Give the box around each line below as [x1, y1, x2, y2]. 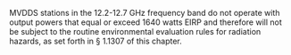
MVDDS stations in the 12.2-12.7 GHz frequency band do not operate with [9, 8, 280, 18]
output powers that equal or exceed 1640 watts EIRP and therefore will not [9, 17, 283, 27]
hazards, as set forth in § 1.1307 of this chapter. [9, 35, 183, 46]
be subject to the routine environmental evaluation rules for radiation [9, 27, 262, 36]
